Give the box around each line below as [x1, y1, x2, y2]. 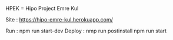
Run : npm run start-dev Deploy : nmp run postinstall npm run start [5, 27, 167, 34]
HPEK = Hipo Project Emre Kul [5, 5, 79, 12]
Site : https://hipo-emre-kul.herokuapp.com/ [5, 16, 113, 23]
